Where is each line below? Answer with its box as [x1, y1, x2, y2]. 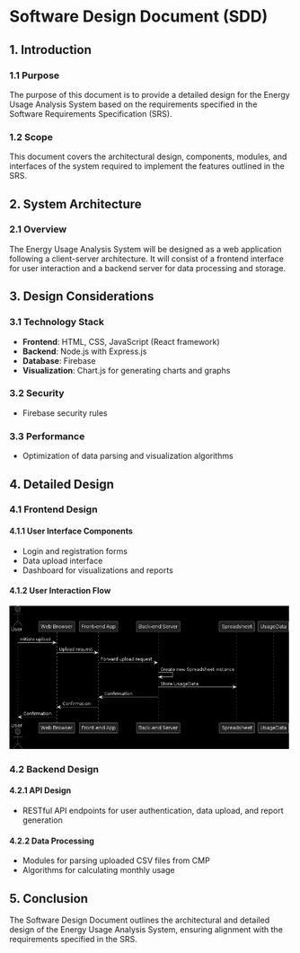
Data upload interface [22, 555, 103, 566]
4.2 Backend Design [9, 763, 100, 775]
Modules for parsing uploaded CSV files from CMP [22, 855, 211, 866]
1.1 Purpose [9, 69, 60, 82]
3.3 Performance [9, 429, 85, 442]
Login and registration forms [22, 545, 128, 556]
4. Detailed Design [9, 476, 115, 491]
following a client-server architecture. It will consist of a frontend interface [9, 253, 285, 264]
